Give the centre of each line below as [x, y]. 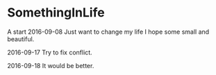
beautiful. [21, 39]
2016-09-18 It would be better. [51, 65]
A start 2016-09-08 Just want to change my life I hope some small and [108, 32]
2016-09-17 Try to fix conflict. [50, 52]
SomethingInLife [56, 13]
